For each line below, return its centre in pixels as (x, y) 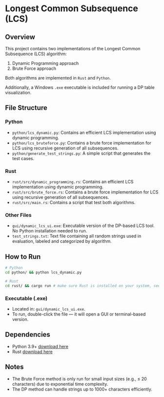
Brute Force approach (34, 68)
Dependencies (28, 335)
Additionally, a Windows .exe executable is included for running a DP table (80, 87)
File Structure (26, 108)
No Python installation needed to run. (50, 231)
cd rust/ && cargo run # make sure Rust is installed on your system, (78, 286)
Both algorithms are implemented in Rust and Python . (58, 78)
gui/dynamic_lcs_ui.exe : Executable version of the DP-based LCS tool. (83, 226)
